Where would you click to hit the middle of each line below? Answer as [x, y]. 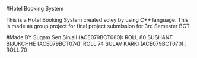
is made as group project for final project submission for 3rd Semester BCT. [99, 26]
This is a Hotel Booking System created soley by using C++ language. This [97, 20]
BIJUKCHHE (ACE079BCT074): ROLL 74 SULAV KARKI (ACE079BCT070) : [96, 44]
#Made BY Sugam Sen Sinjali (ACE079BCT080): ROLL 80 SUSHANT [90, 37]
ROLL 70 [17, 50]
